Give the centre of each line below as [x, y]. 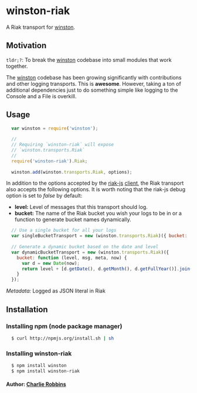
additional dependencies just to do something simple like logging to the [92, 90]
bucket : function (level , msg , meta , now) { [72, 258]
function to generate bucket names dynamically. [73, 219]
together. [17, 66]
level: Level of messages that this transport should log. [81, 207]
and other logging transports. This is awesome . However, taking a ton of [94, 84]
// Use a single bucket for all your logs [64, 231]
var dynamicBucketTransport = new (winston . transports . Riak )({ [90, 252]
